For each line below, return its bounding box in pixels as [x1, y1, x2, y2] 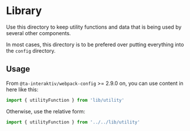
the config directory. [6, 47, 56, 54]
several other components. [6, 29, 72, 36]
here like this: [6, 86, 39, 93]
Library [6, 4, 42, 18]
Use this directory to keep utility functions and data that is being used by [6, 23, 182, 30]
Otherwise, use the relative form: [6, 108, 86, 115]
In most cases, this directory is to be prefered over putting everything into [6, 41, 184, 48]
